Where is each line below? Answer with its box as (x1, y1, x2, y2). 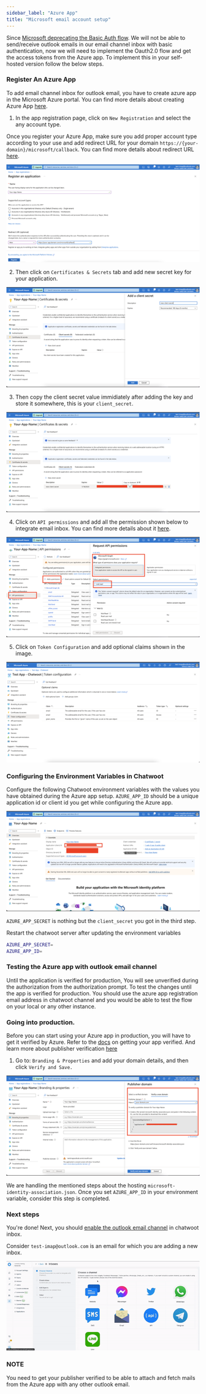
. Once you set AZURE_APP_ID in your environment (74, 1189, 198, 1196)
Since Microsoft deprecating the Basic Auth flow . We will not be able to (6, 34, 186, 41)
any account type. (15, 120, 61, 128)
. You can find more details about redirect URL (77, 145, 194, 153)
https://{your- (159, 140, 199, 147)
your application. (15, 275, 58, 282)
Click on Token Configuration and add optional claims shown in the (15, 643, 185, 650)
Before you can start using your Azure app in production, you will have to (6, 1032, 191, 1040)
